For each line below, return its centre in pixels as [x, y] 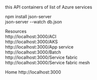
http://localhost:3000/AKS [31, 42]
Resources [16, 31]
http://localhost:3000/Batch [33, 52]
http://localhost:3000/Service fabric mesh [48, 63]
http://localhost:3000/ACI [31, 37]
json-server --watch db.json [34, 22]
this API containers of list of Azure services [48, 7]
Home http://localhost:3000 [33, 72]
